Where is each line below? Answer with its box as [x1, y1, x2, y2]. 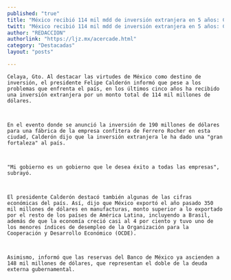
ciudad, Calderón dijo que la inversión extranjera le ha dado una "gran [7, 133, 223, 140]
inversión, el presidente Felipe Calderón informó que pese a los [7, 79, 201, 86]
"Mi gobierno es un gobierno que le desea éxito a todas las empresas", [7, 163, 220, 171]
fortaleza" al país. [7, 139, 67, 147]
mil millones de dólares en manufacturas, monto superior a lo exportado [7, 206, 223, 213]
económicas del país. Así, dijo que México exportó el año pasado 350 [7, 200, 214, 206]
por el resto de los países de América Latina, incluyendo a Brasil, [7, 211, 211, 219]
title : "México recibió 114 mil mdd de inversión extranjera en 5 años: [7, 17, 220, 23]
